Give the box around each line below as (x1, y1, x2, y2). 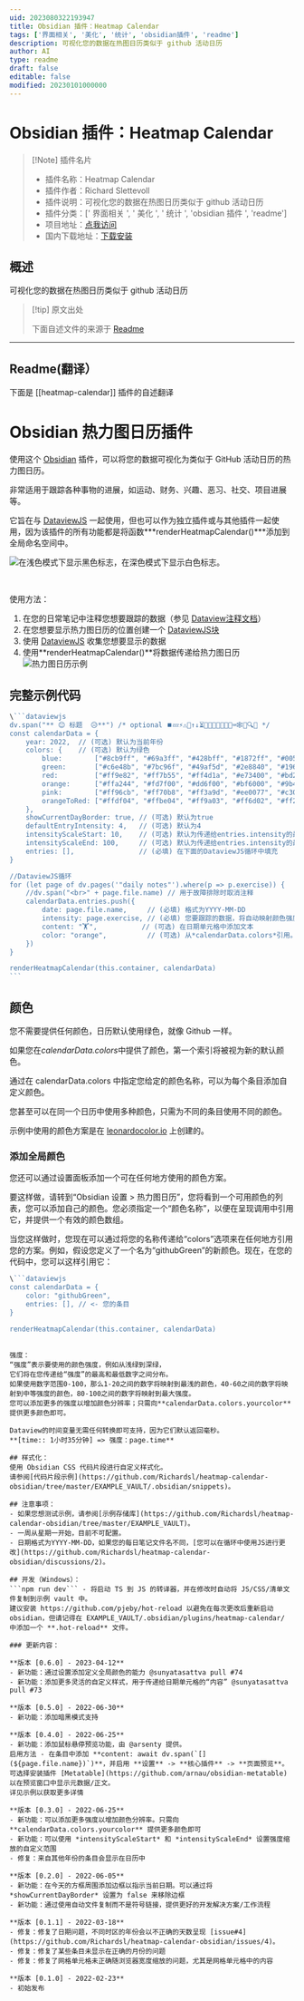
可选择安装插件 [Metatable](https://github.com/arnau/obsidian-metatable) (9, 1769, 288, 1778)
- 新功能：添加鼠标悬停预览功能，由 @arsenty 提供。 (9, 1740, 186, 1749)
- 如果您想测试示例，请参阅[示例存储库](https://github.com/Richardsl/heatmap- (9, 1509, 294, 1519)
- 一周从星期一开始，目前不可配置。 (9, 1529, 126, 1538)
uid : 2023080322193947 (9, 13, 95, 23)
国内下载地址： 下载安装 (44, 230, 133, 241)
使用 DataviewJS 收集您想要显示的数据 (22, 636, 166, 646)
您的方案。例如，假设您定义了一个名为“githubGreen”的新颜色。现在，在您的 (9, 1245, 292, 1256)
